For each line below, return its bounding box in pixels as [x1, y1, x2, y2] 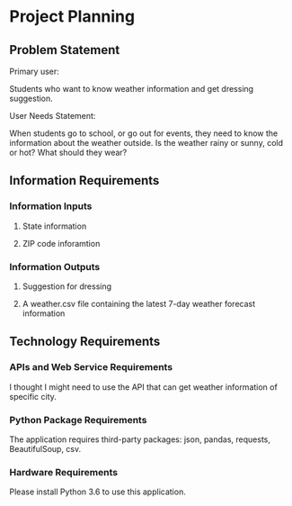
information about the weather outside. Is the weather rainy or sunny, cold [9, 138, 284, 148]
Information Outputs [9, 260, 101, 273]
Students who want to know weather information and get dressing [9, 84, 254, 94]
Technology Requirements [9, 334, 161, 349]
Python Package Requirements [9, 413, 147, 426]
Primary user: [9, 66, 60, 77]
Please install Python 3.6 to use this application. [9, 486, 186, 497]
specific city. [9, 391, 57, 402]
